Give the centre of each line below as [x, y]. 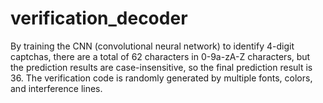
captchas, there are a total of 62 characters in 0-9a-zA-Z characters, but [160, 56]
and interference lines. [56, 88]
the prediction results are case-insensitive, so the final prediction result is [161, 67]
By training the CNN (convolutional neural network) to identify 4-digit [152, 46]
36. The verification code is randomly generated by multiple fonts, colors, [161, 78]
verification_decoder [99, 18]
